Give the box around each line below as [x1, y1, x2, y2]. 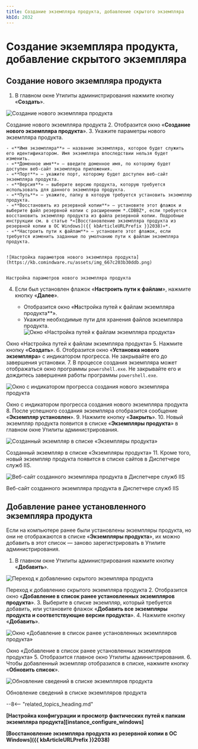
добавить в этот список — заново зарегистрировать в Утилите [6, 539, 166, 547]
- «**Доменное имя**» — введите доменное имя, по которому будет [6, 161, 171, 167]
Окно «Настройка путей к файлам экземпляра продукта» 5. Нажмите [6, 339, 183, 347]
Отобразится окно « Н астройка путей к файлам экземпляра [23, 303, 175, 310]
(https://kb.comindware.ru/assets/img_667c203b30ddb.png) [6, 259, 152, 265]
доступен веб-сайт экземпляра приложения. [6, 166, 113, 172]
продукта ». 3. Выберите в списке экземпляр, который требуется [6, 599, 172, 606]
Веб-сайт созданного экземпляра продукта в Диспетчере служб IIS [6, 484, 179, 491]
